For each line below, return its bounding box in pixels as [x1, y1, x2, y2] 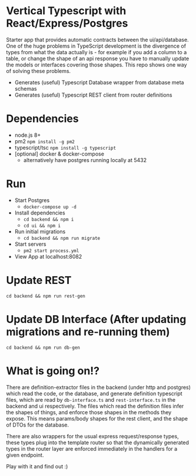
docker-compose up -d [23, 204, 77, 210]
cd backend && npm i [23, 216, 74, 222]
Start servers [14, 240, 46, 247]
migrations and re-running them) [6, 325, 170, 338]
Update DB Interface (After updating [6, 312, 187, 326]
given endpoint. [6, 451, 44, 458]
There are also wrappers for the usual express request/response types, [6, 432, 179, 439]
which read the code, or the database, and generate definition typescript [6, 390, 182, 397]
